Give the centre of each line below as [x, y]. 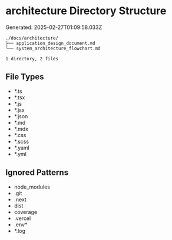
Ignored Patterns [37, 173]
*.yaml [22, 147]
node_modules [32, 187]
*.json [21, 116]
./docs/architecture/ [32, 38]
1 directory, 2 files [32, 59]
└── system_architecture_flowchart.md [53, 48]
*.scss [21, 141]
